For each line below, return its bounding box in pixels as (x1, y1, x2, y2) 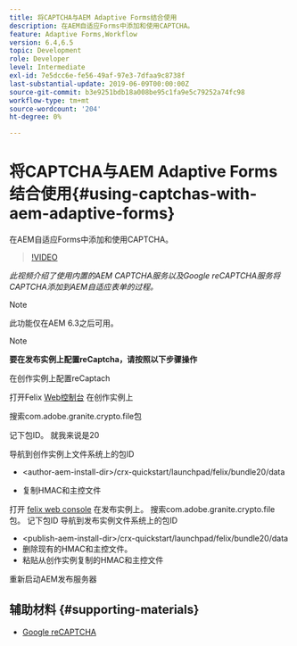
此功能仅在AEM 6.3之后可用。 (9, 318, 119, 328)
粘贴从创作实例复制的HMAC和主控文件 (21, 555, 164, 566)
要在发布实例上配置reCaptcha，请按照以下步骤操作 (9, 354, 198, 365)
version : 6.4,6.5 (9, 37, 74, 47)
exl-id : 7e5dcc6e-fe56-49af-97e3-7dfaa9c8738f (9, 71, 186, 80)
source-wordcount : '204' (9, 104, 102, 113)
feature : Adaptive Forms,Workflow (9, 29, 138, 38)
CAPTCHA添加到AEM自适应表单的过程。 (9, 282, 159, 293)
